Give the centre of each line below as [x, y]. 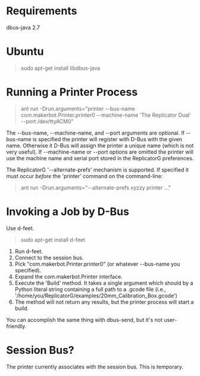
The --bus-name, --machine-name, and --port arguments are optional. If [96, 133]
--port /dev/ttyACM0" [47, 121]
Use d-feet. [20, 228]
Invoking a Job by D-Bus [68, 212]
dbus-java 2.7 [23, 27]
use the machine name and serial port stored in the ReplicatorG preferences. [100, 158]
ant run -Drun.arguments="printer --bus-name [78, 108]
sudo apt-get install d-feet [53, 240]
